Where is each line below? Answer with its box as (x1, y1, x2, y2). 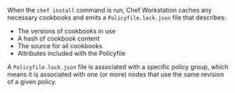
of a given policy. (7, 78, 58, 86)
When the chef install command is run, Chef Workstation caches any (7, 6, 212, 14)
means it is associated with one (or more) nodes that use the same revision (7, 70, 224, 78)
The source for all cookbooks (17, 42, 103, 50)
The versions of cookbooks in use (17, 27, 116, 35)
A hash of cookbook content (17, 34, 100, 43)
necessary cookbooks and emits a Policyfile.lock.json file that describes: (7, 13, 227, 22)
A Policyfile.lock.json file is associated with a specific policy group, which (7, 63, 229, 71)
